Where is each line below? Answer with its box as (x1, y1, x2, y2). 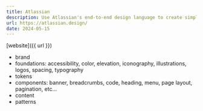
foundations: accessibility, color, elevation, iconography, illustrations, (14, 60, 187, 67)
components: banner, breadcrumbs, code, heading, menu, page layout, (14, 79, 193, 86)
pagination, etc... (14, 85, 57, 93)
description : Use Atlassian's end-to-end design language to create (6, 14, 182, 20)
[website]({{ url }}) (6, 42, 53, 49)
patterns (14, 98, 36, 106)
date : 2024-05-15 (6, 25, 50, 32)
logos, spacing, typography (14, 67, 84, 74)
